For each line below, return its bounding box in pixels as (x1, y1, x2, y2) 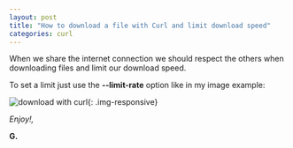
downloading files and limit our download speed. (9, 63, 187, 73)
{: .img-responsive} (87, 97, 158, 107)
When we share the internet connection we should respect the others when (9, 54, 285, 64)
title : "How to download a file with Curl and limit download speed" (9, 21, 272, 30)
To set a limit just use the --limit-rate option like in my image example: (9, 80, 266, 91)
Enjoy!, (9, 114, 35, 124)
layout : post (9, 12, 58, 22)
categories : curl (9, 29, 73, 38)
